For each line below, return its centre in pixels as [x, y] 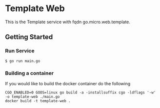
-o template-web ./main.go [32, 97]
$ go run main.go [23, 61]
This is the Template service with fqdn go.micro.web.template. [68, 22]
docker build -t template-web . [38, 101]
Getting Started [29, 37]
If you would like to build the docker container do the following [68, 83]
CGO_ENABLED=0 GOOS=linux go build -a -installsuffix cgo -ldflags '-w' [80, 93]
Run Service [20, 51]
